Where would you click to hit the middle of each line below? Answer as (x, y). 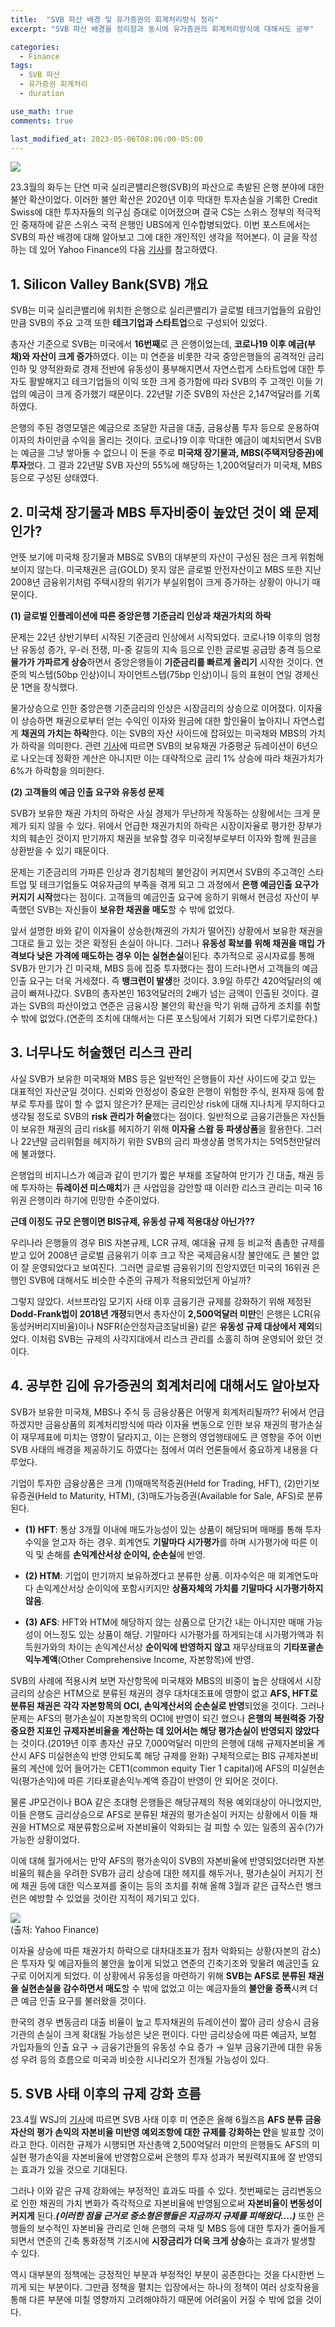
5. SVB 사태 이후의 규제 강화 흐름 (106, 2094)
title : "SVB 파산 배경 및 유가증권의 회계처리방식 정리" (114, 19)
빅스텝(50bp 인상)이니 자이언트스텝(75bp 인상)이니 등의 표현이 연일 (160, 674)
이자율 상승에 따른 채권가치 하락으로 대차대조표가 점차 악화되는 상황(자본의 (155, 1950)
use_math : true (42, 111)
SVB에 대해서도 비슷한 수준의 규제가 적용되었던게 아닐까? (140, 1280)
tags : (21, 66)
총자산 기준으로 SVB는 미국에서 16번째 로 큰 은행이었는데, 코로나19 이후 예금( (159, 344)
